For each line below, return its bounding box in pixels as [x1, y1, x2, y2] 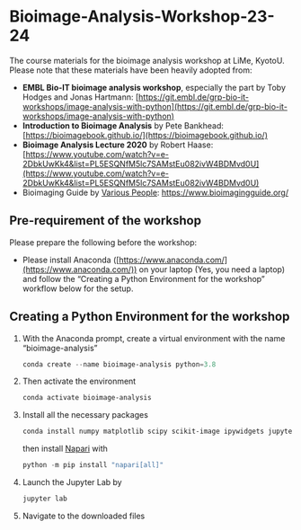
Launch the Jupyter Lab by [22, 477, 123, 488]
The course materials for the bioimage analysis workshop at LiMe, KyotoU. [9, 55, 285, 66]
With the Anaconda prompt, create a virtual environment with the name [22, 332, 286, 343]
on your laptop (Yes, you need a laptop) [138, 263, 286, 275]
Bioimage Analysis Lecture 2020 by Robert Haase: [22, 139, 214, 150]
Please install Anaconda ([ [22, 254, 120, 265]
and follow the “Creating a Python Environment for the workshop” [22, 273, 265, 284]
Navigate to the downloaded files [22, 510, 146, 521]
